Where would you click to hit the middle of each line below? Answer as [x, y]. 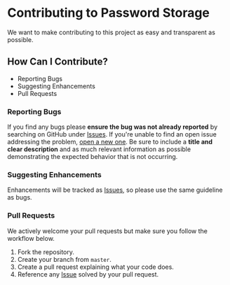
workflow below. [31, 238]
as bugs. [20, 197]
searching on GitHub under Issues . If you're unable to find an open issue [112, 134]
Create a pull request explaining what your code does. [95, 267]
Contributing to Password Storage [109, 13]
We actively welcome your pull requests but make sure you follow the [108, 231]
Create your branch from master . [65, 259]
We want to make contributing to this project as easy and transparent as [111, 32]
